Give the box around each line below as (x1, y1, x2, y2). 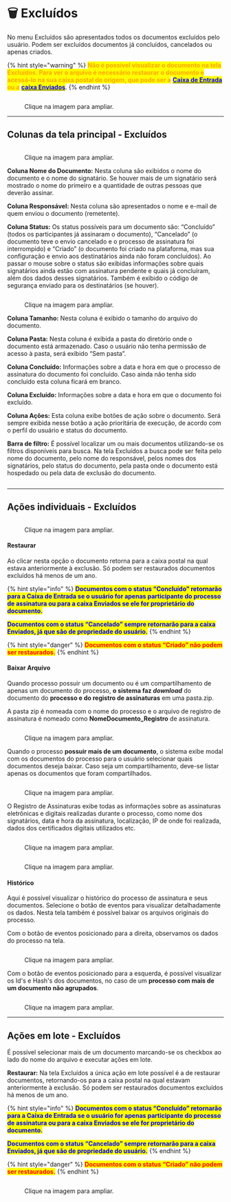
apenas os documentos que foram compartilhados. (7, 769, 152, 777)
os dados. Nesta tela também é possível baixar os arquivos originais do (7, 908, 209, 917)
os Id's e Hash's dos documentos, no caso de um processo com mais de (7, 976, 214, 985)
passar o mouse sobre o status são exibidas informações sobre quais (7, 259, 204, 268)
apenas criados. (7, 48, 53, 56)
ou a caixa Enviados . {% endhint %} (7, 83, 111, 91)
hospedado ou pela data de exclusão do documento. (7, 468, 157, 477)
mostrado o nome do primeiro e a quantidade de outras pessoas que (7, 181, 202, 190)
